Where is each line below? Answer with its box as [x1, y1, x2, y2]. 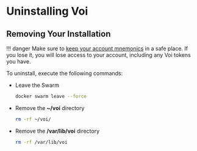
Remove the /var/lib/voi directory [15, 127, 100, 134]
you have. [6, 58, 31, 65]
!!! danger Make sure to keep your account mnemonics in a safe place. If [6, 45, 188, 52]
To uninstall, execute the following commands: [6, 70, 123, 77]
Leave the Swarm [15, 81, 60, 89]
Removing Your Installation [6, 29, 111, 39]
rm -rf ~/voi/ [15, 116, 51, 122]
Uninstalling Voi [6, 4, 88, 18]
